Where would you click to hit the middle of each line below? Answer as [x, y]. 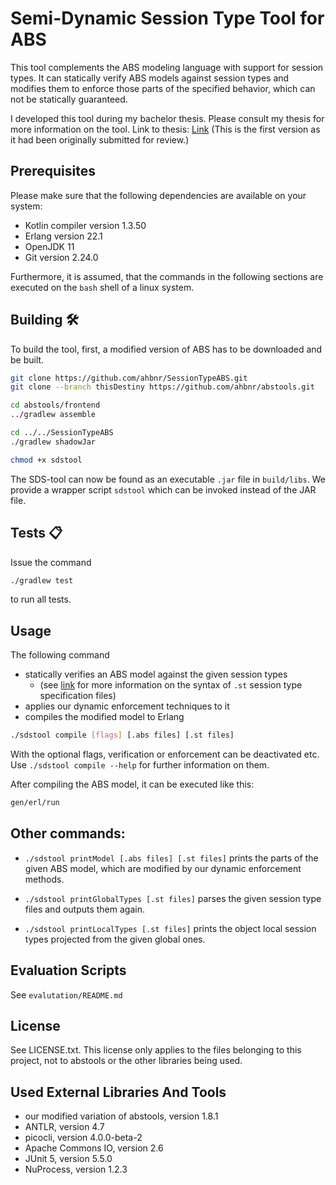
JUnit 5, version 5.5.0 [68, 1159]
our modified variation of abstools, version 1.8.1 [121, 1116]
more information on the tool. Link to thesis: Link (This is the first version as [165, 129]
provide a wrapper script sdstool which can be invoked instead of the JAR [163, 489]
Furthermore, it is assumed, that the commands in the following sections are [167, 276]
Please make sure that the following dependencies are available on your [158, 195]
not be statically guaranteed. [69, 99]
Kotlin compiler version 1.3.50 [85, 225]
